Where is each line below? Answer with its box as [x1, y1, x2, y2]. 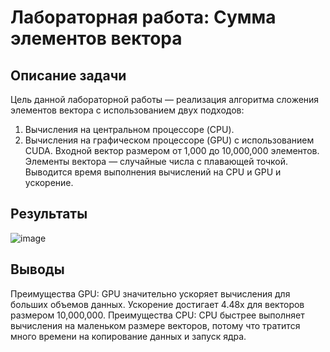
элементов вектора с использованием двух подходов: [10, 104, 245, 116]
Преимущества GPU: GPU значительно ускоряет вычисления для [10, 287, 291, 300]
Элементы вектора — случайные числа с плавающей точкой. [24, 156, 289, 167]
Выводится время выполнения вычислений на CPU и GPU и [24, 166, 282, 178]
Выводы [10, 261, 65, 278]
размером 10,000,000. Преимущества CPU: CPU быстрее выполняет [10, 309, 305, 321]
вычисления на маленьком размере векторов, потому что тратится [10, 319, 301, 331]
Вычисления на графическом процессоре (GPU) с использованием [24, 134, 315, 146]
